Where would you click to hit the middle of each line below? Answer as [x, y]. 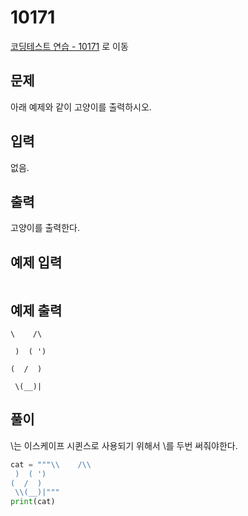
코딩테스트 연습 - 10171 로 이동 [69, 46]
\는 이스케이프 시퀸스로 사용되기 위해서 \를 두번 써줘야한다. [124, 445]
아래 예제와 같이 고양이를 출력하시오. [81, 107]
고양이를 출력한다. [45, 228]
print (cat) [33, 502]
